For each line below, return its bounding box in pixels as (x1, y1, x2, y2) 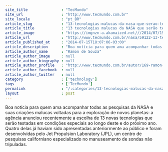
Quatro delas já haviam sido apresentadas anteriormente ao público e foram (5, 126, 162, 132)
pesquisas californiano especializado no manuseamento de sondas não (5, 136, 152, 142)
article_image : (5, 30, 64, 35)
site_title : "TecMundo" (5, 7, 88, 12)
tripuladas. (5, 142, 27, 148)
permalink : (5, 86, 64, 91)
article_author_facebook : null (5, 68, 75, 73)
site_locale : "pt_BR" (5, 16, 81, 21)
